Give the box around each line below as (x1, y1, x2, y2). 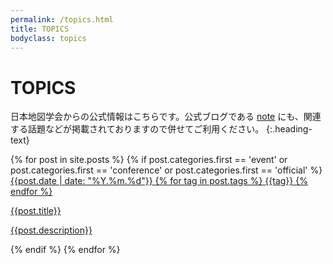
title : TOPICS (10, 24, 70, 34)
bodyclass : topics (10, 33, 87, 43)
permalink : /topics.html (10, 14, 114, 25)
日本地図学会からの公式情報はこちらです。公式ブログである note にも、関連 (10, 111, 322, 123)
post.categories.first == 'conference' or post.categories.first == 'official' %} (10, 164, 323, 176)
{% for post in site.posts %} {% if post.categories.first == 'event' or (10, 154, 288, 166)
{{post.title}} (10, 205, 62, 217)
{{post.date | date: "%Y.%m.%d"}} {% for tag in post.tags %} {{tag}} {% (10, 175, 308, 187)
